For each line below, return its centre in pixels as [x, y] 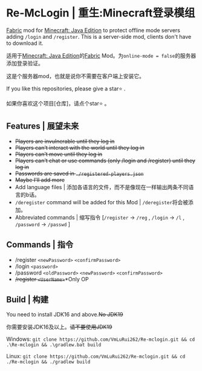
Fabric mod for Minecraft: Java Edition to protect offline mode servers [93, 30]
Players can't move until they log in [59, 154]
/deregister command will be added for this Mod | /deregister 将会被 [102, 202]
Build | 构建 [28, 299]
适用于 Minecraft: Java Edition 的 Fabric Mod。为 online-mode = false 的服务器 [101, 55]
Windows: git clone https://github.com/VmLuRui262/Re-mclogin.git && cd [101, 339]
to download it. [25, 43]
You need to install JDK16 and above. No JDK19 [65, 315]
